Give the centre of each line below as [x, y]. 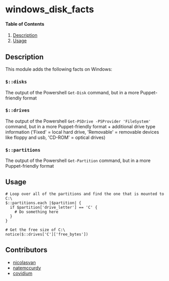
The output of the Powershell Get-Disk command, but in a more [72, 92]
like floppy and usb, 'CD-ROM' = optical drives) [55, 137]
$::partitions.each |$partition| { [43, 203]
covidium [22, 273]
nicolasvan [24, 262]
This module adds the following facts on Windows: [59, 69]
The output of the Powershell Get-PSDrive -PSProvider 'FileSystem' [78, 121]
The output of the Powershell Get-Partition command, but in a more [78, 160]
